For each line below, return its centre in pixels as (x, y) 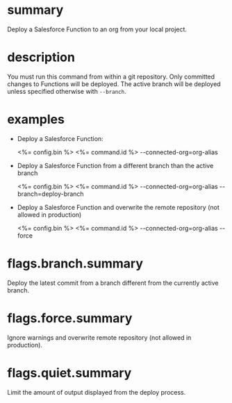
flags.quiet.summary (69, 373)
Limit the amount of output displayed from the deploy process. (97, 392)
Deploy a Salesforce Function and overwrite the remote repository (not (118, 207)
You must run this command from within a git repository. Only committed (111, 76)
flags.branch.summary (75, 263)
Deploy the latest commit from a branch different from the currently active (113, 283)
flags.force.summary (70, 318)
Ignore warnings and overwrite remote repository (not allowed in (99, 337)
